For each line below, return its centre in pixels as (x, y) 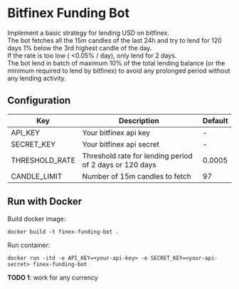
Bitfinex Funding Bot (69, 13)
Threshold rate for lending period (138, 156)
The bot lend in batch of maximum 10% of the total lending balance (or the (116, 63)
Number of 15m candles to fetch (137, 176)
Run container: (29, 245)
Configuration (39, 101)
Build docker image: (37, 219)
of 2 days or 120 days (119, 164)
